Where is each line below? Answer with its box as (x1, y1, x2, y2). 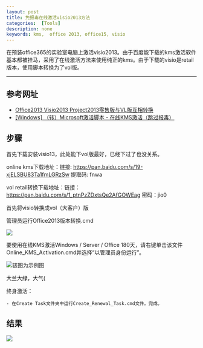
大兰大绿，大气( (6, 274, 46, 281)
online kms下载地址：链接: (6, 163, 72, 170)
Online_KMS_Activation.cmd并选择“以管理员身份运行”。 (6, 249, 145, 256)
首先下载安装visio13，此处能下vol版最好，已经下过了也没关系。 (6, 150, 163, 157)
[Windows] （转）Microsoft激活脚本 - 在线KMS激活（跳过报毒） (14, 113, 175, 121)
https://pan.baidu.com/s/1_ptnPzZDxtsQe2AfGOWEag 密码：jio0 (6, 191, 167, 199)
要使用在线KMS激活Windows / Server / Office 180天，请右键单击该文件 (6, 241, 183, 248)
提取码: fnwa (70, 171, 103, 178)
